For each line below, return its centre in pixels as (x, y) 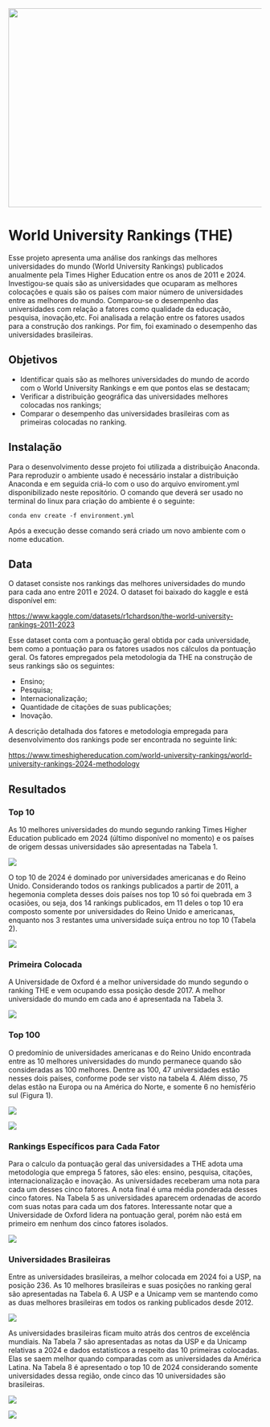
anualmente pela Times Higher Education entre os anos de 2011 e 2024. (127, 275)
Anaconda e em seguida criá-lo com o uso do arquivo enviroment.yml (124, 484)
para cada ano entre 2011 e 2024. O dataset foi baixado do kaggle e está (129, 592)
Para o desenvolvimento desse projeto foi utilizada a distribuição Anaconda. (134, 466)
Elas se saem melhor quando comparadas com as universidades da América (135, 1359)
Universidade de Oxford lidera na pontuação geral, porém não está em (125, 1215)
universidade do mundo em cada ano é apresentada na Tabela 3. (116, 999)
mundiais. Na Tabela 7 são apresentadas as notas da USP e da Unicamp (128, 1342)
